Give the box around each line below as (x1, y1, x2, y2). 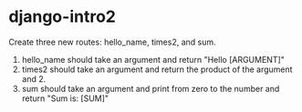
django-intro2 (8, 6, 116, 27)
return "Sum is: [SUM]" (21, 93, 109, 104)
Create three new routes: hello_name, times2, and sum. (8, 36, 216, 47)
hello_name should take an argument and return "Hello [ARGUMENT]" (21, 54, 285, 65)
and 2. (21, 73, 47, 84)
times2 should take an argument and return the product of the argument (21, 64, 293, 75)
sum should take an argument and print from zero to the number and (21, 83, 280, 94)
